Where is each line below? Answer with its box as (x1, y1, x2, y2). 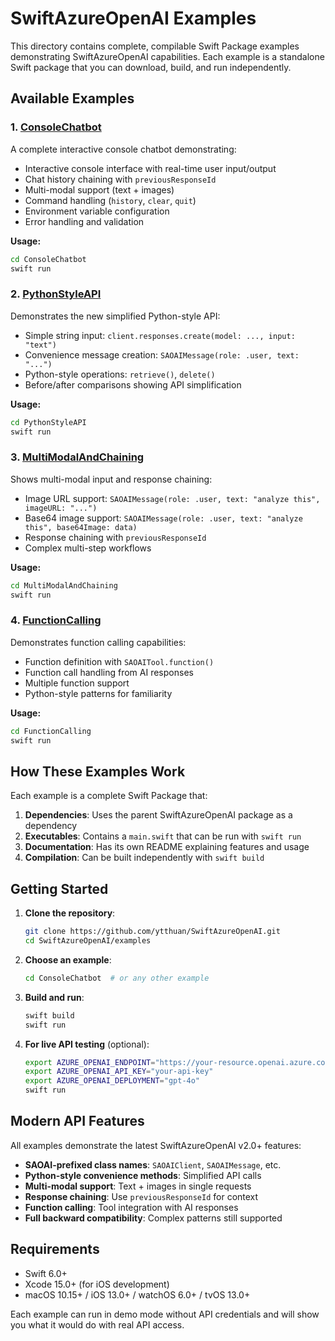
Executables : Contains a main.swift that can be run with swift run (24, 830, 302, 842)
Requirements (10, 1241, 100, 1258)
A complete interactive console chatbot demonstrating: (10, 143, 237, 155)
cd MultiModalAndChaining (10, 580, 118, 591)
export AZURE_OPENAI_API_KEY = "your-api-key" (24, 1067, 214, 1077)
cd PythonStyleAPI (10, 417, 87, 427)
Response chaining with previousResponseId (24, 531, 207, 543)
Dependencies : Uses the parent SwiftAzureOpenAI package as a (24, 809, 293, 821)
